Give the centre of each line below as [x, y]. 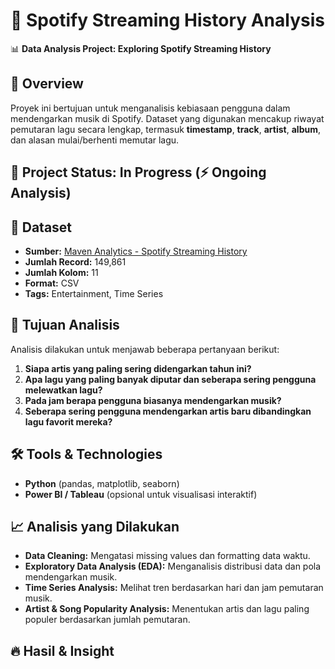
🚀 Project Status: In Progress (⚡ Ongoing [138, 172]
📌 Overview [47, 84]
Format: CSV [52, 283]
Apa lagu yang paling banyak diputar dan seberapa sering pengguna [170, 379]
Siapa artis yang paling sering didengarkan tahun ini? [138, 368]
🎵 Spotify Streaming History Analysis [167, 20]
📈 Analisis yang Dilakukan [95, 526]
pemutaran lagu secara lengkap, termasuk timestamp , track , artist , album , [165, 129]
